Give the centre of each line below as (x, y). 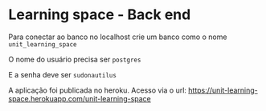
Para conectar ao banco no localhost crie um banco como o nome (118, 37)
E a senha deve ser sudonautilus (62, 74)
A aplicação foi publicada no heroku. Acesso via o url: (98, 90)
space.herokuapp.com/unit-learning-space (80, 98)
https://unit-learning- (223, 90)
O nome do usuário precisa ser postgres (75, 59)
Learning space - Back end (100, 15)
